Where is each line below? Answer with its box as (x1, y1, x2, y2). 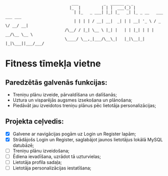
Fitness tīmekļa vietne (5, 58, 101, 69)
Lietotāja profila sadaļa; (12, 159, 62, 165)
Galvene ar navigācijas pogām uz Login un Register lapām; (12, 131, 136, 137)
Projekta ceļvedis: (5, 117, 64, 126)
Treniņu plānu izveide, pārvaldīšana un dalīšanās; (12, 92, 117, 97)
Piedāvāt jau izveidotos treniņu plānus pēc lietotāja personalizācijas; (12, 103, 156, 108)
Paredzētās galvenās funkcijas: (5, 78, 108, 87)
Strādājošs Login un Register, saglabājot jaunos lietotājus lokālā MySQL (12, 136, 163, 142)
